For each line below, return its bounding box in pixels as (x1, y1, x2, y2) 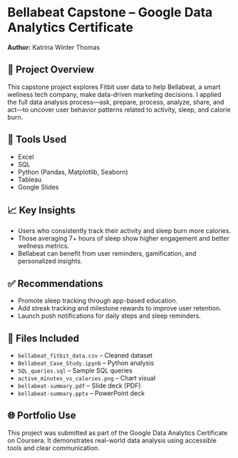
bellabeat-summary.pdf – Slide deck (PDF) (17, 382, 141, 390)
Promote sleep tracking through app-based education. (17, 296, 178, 305)
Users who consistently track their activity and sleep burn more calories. (17, 227, 232, 235)
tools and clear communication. (7, 443, 100, 452)
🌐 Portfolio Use (7, 410, 76, 422)
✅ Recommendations (7, 277, 103, 289)
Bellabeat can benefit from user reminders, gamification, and (17, 249, 197, 258)
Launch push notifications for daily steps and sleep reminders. (17, 311, 202, 321)
